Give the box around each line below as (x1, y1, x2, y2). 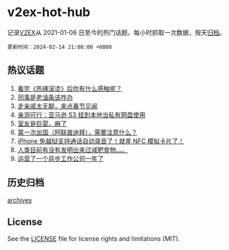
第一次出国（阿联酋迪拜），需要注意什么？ (17, 127, 138, 137)
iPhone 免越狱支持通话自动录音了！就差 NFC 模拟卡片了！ (17, 137, 185, 145)
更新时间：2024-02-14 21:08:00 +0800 (7, 43, 112, 50)
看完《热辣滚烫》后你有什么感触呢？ (17, 84, 123, 92)
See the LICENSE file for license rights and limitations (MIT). (7, 235, 181, 243)
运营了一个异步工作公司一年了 (17, 154, 104, 162)
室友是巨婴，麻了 (17, 119, 67, 127)
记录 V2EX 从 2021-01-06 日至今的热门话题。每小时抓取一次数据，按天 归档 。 (7, 28, 226, 36)
